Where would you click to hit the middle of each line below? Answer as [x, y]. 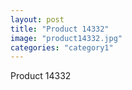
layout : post [37, 19]
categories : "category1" [62, 47]
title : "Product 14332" [60, 29]
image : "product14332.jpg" [66, 38]
